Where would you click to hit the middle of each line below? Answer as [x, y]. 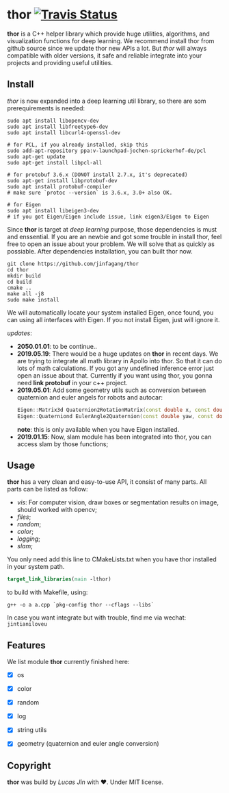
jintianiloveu [27, 624]
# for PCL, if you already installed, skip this [78, 145]
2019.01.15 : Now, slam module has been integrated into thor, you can [114, 437]
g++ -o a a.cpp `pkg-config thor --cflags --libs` [81, 605]
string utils [32, 730]
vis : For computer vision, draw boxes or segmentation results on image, [118, 502]
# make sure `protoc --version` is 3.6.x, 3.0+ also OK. [90, 193]
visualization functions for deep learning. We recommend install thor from [111, 40]
